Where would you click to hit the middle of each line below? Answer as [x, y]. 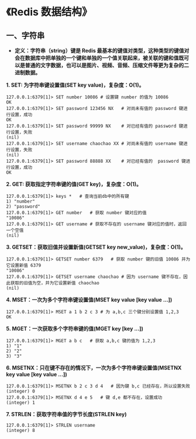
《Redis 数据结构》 [49, 12]
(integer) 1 [20, 403]
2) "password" [23, 207]
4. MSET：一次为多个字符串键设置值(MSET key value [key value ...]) [89, 300]
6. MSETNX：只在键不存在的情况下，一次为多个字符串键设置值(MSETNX [94, 368]
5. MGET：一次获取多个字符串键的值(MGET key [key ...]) [75, 329]
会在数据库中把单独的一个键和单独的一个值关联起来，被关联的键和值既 [99, 58]
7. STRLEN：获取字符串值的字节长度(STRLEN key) [66, 414]
